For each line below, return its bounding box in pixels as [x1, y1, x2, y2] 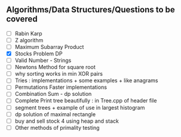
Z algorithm [14, 36, 44, 43]
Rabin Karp [14, 30, 43, 37]
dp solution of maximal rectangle [14, 110, 96, 118]
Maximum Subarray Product [14, 43, 84, 50]
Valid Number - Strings [14, 57, 72, 64]
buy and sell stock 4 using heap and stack [14, 117, 119, 124]
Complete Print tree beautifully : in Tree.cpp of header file [14, 97, 157, 104]
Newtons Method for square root [14, 64, 96, 71]
